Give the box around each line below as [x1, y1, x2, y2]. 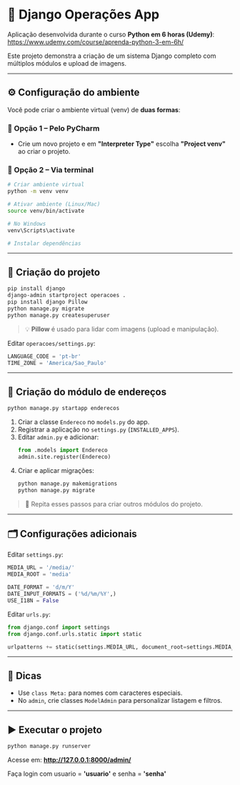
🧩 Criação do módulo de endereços [7, 386, 167, 398]
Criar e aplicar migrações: [17, 466, 94, 474]
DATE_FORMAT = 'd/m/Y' [7, 584, 75, 591]
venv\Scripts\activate [7, 226, 75, 234]
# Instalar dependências [7, 239, 81, 247]
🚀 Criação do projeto [7, 266, 101, 278]
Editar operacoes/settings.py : [7, 339, 96, 347]
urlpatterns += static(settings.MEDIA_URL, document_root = [7, 643, 187, 651]
